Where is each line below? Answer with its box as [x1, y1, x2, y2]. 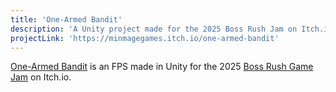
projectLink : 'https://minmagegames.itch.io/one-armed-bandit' [10, 33, 280, 43]
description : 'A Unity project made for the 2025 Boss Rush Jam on [10, 24, 298, 34]
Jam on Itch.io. [10, 71, 72, 83]
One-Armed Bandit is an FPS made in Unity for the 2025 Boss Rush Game [10, 61, 314, 73]
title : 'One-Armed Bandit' [10, 14, 123, 25]
